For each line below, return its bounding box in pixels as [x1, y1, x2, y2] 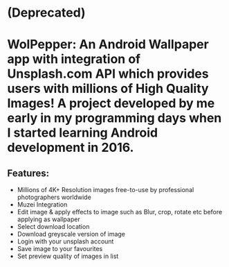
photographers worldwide [17, 193, 91, 202]
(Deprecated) [7, 5, 86, 21]
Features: [7, 167, 50, 179]
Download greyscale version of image [17, 230, 126, 239]
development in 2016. [7, 140, 134, 155]
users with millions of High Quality [7, 81, 209, 96]
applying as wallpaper [17, 215, 81, 223]
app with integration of [7, 51, 140, 67]
